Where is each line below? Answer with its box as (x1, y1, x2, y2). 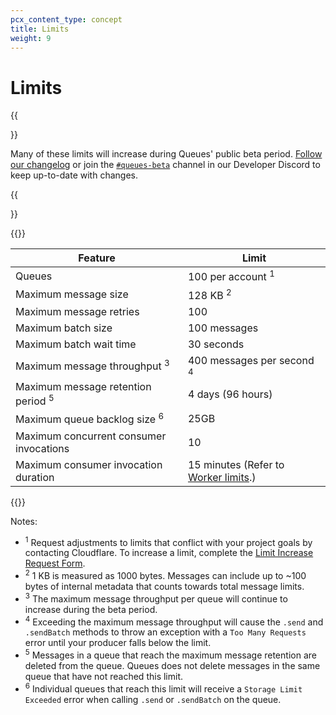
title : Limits (10, 24, 70, 34)
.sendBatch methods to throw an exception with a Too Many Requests (24, 626, 307, 638)
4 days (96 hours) (187, 387, 273, 401)
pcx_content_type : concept (10, 14, 123, 25)
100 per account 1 (187, 268, 275, 284)
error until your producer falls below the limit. (24, 637, 212, 649)
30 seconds (187, 337, 245, 351)
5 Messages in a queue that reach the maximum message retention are (24, 647, 317, 661)
